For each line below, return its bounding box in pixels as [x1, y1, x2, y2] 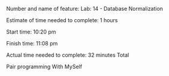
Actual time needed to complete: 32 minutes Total [6, 51, 129, 59]
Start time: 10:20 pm [6, 28, 56, 35]
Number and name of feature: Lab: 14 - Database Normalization [6, 5, 164, 12]
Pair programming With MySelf [6, 63, 83, 70]
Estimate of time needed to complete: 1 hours [6, 17, 118, 23]
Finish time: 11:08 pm [6, 40, 58, 47]
